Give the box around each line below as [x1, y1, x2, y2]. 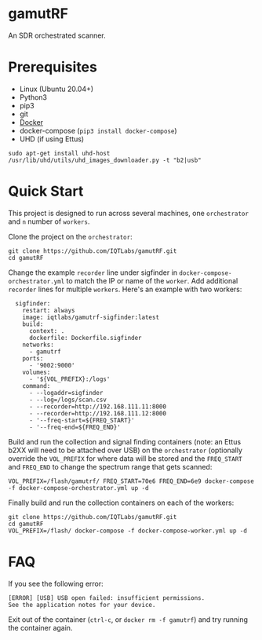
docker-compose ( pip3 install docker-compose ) [19, 126, 178, 135]
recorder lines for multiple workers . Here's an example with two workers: [8, 284, 242, 294]
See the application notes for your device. [8, 601, 156, 609]
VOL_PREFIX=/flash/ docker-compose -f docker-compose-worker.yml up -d [8, 527, 247, 535]
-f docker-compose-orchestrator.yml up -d [8, 484, 149, 492]
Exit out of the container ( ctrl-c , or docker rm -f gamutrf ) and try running [8, 614, 249, 624]
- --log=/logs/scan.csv [28, 396, 107, 404]
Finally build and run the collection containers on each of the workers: [8, 498, 235, 507]
